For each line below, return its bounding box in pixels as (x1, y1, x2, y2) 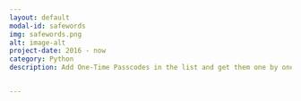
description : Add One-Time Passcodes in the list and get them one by (9, 63, 279, 72)
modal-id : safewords (9, 21, 87, 30)
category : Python (9, 55, 74, 63)
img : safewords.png (9, 29, 82, 38)
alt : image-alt (9, 38, 66, 47)
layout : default (9, 13, 70, 22)
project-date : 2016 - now (9, 46, 106, 55)
